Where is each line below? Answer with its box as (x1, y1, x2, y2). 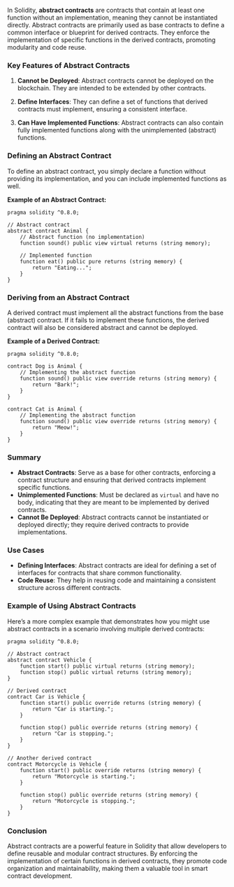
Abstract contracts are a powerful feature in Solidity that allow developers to (7, 842, 227, 851)
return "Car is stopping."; (32, 730, 114, 737)
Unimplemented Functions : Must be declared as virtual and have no (17, 490, 219, 500)
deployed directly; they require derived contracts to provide (17, 521, 189, 529)
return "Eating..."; (32, 264, 92, 271)
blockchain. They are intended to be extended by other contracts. (17, 84, 207, 92)
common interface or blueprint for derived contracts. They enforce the (7, 28, 210, 36)
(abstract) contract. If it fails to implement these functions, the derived (7, 315, 210, 324)
